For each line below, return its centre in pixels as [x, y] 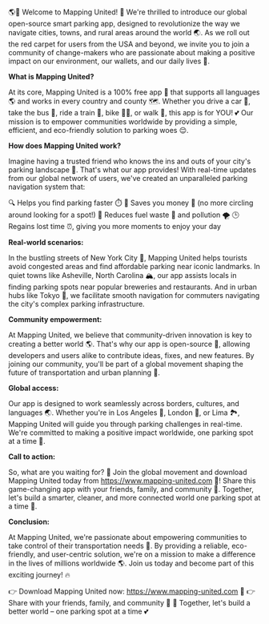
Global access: [34, 388]
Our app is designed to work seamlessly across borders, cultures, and [124, 403]
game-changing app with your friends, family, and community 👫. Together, [131, 489]
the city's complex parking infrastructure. [77, 304]
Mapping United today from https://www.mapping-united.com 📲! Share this [132, 481]
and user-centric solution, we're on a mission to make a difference [147, 554]
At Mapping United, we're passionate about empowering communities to [128, 537]
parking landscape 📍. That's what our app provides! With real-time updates [132, 170]
